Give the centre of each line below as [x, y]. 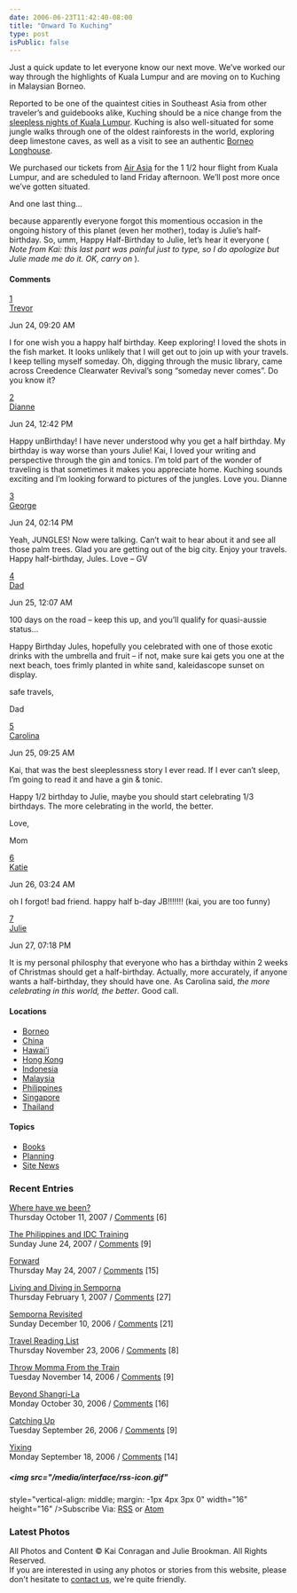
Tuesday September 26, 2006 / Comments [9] [94, 1431]
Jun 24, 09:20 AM [42, 326]
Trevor [21, 308]
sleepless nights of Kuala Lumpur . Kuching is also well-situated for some [141, 122]
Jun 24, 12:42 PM [41, 424]
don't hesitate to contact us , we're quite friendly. [98, 1580]
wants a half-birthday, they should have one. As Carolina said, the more [140, 982]
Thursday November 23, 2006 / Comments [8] [94, 1351]
